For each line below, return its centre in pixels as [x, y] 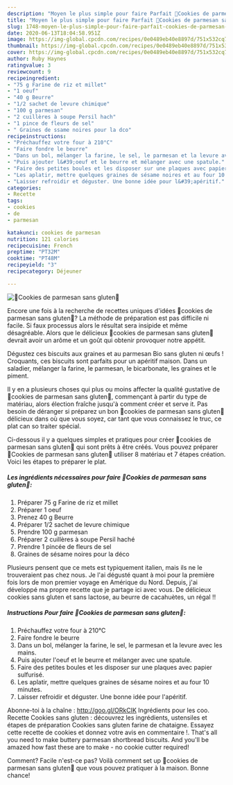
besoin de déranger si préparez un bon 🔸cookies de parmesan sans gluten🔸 [116, 411]
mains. [27, 652]
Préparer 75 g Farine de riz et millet [68, 502]
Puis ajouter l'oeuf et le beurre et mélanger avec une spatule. [104, 659]
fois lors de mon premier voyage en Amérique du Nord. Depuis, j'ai [102, 582]
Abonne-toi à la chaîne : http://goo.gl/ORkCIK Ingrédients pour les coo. [109, 710]
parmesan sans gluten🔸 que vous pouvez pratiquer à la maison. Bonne [108, 768]
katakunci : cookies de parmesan [54, 233]
